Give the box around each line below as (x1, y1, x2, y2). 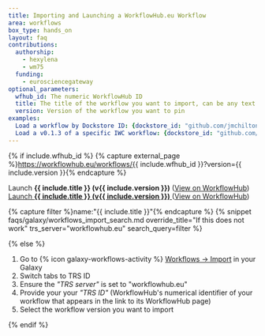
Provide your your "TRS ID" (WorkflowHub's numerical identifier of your (19, 288, 253, 297)
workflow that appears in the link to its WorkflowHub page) (19, 296, 211, 305)
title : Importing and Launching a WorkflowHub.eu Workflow (8, 11, 207, 20)
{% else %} (8, 239, 46, 248)
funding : (15, 70, 44, 78)
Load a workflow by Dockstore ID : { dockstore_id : (15, 122, 181, 130)
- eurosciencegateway (22, 77, 93, 85)
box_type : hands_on (8, 26, 73, 34)
